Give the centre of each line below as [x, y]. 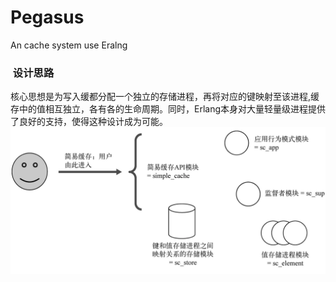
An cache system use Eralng [69, 45]
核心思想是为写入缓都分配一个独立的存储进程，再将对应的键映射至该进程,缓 [165, 97]
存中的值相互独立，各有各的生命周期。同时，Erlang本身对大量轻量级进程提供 [168, 109]
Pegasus [47, 17]
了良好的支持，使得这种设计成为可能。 [89, 122]
